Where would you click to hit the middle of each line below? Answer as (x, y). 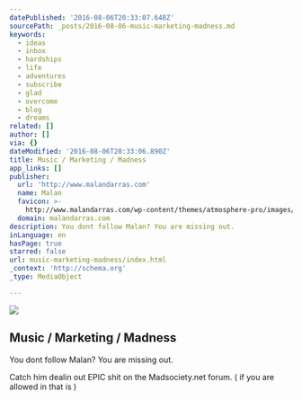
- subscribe (40, 84)
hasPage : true (36, 244)
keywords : (28, 34)
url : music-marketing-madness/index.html (88, 260)
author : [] (30, 135)
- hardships (40, 59)
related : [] (31, 127)
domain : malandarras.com (64, 218)
